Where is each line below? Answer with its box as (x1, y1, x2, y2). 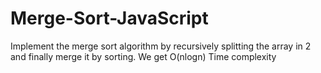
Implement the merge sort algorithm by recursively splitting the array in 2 (10, 40, 312, 52)
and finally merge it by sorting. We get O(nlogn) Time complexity (10, 50, 277, 62)
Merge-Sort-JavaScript (10, 7, 209, 30)
